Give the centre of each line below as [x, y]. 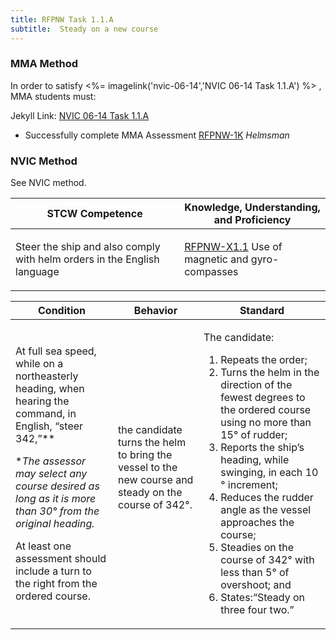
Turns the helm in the [270, 373]
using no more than [266, 423]
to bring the [145, 455]
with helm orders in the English [87, 259]
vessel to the [148, 468]
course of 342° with [267, 560]
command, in [46, 414]
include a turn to [53, 571]
